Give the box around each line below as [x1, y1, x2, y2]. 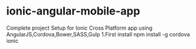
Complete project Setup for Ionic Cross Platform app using [6, 24, 153, 31]
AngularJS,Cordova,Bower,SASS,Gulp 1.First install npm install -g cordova [6, 30, 190, 38]
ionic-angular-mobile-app [6, 4, 141, 18]
